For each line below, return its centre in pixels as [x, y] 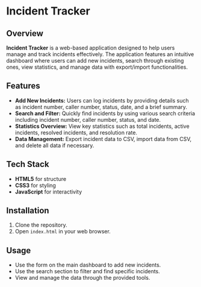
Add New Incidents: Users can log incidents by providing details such [102, 100]
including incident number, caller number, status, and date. [88, 119]
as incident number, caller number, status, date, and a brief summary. [101, 107]
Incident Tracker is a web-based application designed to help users [91, 48]
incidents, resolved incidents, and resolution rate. [76, 132]
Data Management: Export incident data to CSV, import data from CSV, [103, 139]
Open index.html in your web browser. [63, 232]
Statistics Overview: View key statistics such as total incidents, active [102, 126]
